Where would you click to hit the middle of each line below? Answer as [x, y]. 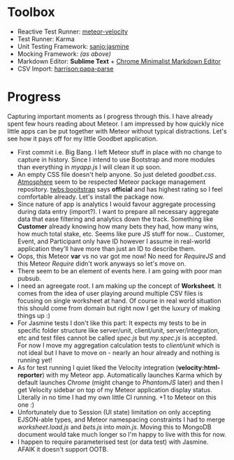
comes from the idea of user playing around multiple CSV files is [110, 293]
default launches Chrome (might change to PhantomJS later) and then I [120, 382]
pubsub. [29, 278]
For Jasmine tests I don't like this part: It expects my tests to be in [112, 323]
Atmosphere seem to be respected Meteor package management [111, 182]
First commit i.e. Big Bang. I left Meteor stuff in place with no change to [119, 152]
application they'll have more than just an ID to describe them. [107, 248]
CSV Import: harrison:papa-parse [65, 69]
